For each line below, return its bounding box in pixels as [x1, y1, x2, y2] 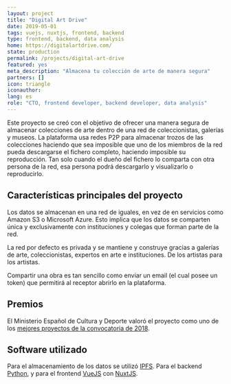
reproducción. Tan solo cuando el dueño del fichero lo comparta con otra [7, 155, 215, 163]
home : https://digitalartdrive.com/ [7, 42, 112, 49]
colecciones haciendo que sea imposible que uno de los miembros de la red [7, 140, 223, 149]
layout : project [7, 10, 54, 17]
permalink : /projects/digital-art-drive [7, 55, 125, 62]
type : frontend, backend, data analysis [7, 36, 125, 43]
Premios [7, 299, 43, 310]
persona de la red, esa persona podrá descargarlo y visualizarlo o [7, 162, 194, 171]
